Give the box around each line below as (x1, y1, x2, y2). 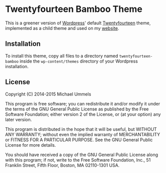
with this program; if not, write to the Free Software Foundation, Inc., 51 (5, 157, 151, 163)
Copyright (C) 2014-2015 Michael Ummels (5, 91, 91, 97)
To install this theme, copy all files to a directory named (5, 53, 118, 59)
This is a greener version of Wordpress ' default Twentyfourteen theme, (5, 20, 151, 26)
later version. (5, 116, 32, 122)
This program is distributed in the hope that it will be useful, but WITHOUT (5, 126, 157, 132)
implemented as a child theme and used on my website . (5, 25, 119, 31)
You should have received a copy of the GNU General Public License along (5, 152, 158, 158)
